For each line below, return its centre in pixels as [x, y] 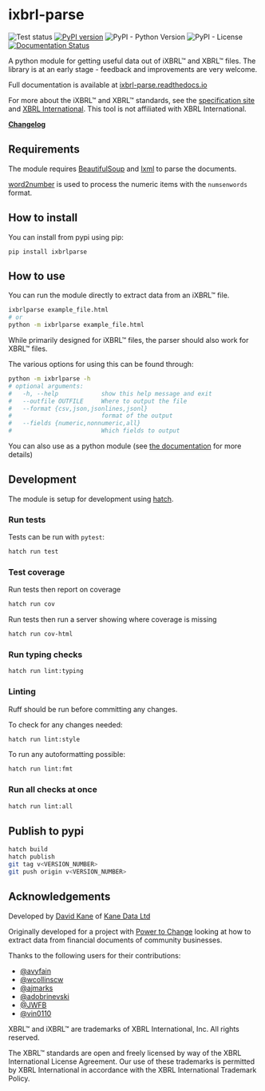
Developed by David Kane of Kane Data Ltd [79, 916]
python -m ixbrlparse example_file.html [77, 325]
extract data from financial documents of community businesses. [115, 940]
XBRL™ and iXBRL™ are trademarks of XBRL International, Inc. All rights [124, 1029]
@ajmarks [36, 988]
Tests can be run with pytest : [57, 537]
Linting [22, 691]
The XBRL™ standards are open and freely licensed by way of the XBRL [125, 1053]
